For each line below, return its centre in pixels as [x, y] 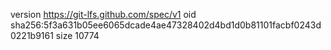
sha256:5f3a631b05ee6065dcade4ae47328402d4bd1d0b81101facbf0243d [166, 25]
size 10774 [77, 35]
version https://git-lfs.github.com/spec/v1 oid [103, 14]
